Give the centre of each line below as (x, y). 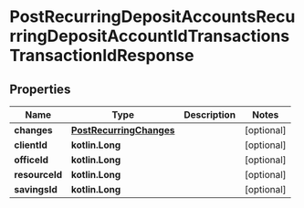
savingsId (36, 189)
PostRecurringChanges (123, 130)
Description (210, 114)
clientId (31, 145)
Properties (40, 89)
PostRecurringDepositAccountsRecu (152, 17)
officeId (31, 160)
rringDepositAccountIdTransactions (150, 36)
